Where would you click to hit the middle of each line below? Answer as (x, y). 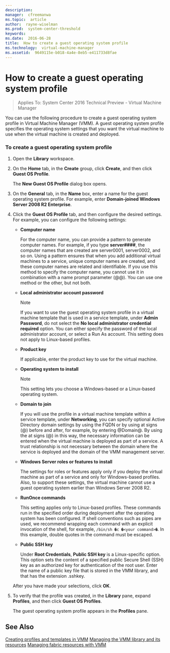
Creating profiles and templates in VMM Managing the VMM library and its (83, 639)
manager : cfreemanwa (28, 15)
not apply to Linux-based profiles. (56, 339)
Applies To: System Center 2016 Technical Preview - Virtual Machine (89, 103)
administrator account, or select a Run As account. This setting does (92, 334)
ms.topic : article (26, 19)
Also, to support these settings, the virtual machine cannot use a (88, 482)
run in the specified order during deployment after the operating (87, 513)
